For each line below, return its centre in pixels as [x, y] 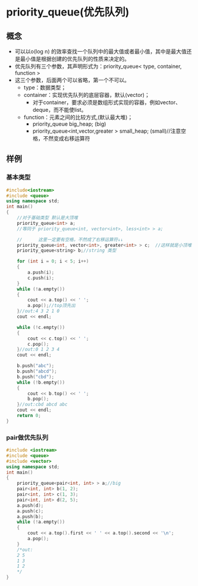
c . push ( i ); [41, 278]
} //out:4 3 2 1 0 [38, 311]
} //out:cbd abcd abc [42, 405]
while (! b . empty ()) [41, 382]
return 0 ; [29, 416]
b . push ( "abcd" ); [37, 372]
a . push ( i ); [41, 272]
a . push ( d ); [30, 505]
